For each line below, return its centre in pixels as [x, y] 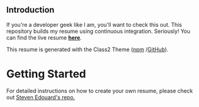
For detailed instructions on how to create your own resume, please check [100, 91]
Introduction [31, 10]
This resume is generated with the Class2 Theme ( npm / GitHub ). [88, 49]
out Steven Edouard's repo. [41, 97]
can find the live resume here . [44, 37]
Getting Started [46, 74]
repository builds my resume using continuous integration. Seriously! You [98, 31]
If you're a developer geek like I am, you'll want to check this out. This [94, 24]
